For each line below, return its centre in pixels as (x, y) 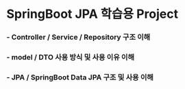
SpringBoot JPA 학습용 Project (92, 14)
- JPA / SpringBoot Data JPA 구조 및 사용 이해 (80, 77)
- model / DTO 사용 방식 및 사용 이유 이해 (71, 58)
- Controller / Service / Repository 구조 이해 (78, 37)
